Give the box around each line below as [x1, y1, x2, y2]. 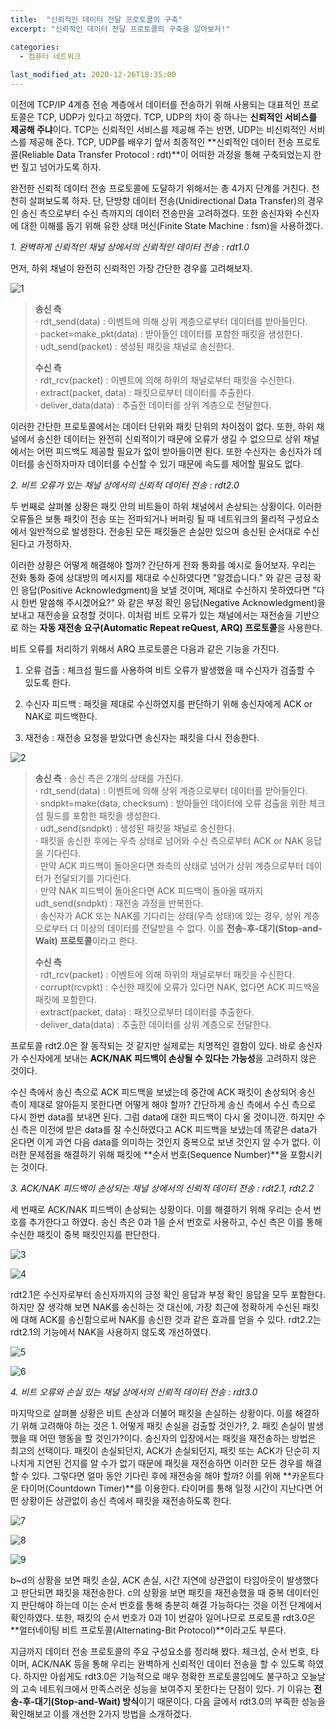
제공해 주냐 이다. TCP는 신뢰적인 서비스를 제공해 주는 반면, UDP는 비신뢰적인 [10, 124, 307, 135]
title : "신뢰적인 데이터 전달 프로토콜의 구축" [10, 14, 183, 25]
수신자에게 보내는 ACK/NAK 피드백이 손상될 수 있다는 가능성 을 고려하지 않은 [20, 1052, 317, 1064]
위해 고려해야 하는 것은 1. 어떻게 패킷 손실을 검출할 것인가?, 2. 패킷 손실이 [20, 1420, 306, 1431]
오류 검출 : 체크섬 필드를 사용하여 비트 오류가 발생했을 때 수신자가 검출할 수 [24, 664, 316, 676]
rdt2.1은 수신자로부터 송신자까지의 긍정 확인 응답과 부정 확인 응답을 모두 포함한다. [10, 1289, 326, 1300]
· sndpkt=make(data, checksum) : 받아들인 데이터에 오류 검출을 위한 [34, 797, 307, 809]
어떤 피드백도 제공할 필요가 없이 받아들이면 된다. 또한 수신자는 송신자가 [36, 446, 312, 457]
